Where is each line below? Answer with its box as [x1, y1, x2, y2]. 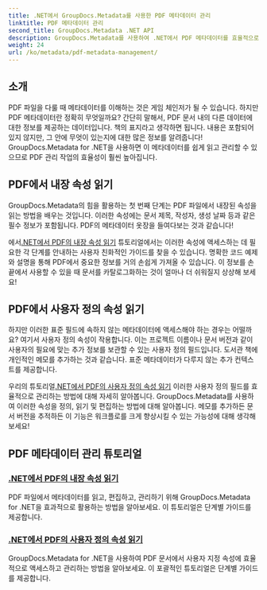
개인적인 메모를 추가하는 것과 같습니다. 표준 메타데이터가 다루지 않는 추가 [8, 355, 233, 364]
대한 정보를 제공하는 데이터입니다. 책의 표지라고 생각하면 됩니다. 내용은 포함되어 [8, 122, 254, 132]
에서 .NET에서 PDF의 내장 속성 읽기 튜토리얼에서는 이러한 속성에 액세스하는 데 [8, 237, 248, 246]
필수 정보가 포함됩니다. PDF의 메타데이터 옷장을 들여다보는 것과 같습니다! [8, 220, 234, 230]
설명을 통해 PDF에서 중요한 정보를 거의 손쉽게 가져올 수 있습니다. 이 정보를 [16, 257, 246, 266]
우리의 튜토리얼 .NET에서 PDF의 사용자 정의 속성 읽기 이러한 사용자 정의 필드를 [8, 382, 250, 391]
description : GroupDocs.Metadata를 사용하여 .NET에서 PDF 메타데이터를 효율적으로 [8, 33, 260, 42]
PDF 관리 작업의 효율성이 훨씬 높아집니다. [29, 152, 157, 161]
